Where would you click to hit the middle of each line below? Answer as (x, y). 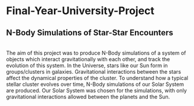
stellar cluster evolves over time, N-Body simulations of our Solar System (95, 84)
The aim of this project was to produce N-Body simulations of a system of (96, 53)
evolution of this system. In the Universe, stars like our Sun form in (87, 65)
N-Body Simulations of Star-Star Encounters (90, 33)
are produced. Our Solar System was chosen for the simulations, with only (97, 90)
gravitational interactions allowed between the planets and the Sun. (88, 97)
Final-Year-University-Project (80, 11)
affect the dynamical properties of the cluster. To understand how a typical (97, 78)
